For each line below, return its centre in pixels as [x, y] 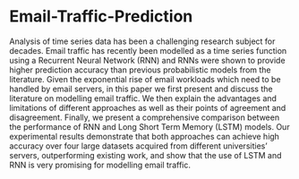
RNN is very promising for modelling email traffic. [100, 165]
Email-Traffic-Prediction [101, 17]
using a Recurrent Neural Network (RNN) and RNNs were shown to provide [147, 60]
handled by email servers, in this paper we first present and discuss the [141, 89]
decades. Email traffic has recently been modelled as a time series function [148, 50]
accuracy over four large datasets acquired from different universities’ [138, 146]
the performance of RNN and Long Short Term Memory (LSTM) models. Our [149, 126]
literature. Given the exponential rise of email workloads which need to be [145, 79]
